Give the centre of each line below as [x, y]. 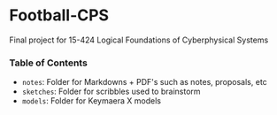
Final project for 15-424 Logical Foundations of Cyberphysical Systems [139, 40]
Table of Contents [49, 63]
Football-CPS [59, 15]
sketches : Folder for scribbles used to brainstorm [111, 92]
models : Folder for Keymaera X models [92, 101]
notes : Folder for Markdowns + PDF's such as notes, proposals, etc [144, 82]
